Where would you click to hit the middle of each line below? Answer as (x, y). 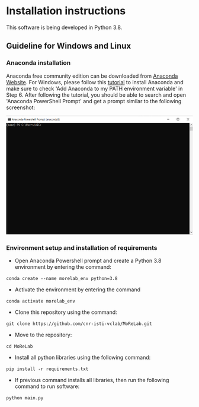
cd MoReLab (20, 346)
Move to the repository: (43, 335)
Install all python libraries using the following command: (83, 357)
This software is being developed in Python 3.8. (64, 27)
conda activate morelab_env (41, 301)
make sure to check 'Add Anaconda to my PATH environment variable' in (94, 88)
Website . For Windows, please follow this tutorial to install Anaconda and (95, 82)
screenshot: (21, 107)
